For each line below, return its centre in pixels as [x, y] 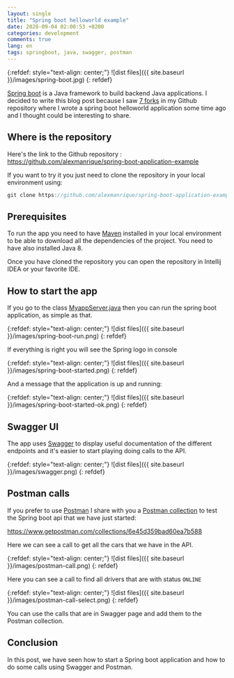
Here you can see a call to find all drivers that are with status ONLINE [104, 579]
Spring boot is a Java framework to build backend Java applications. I [107, 93]
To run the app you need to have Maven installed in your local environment [114, 233]
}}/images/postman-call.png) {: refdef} [63, 565]
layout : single [29, 14]
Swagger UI [33, 426]
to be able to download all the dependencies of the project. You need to [110, 241]
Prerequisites [37, 216]
